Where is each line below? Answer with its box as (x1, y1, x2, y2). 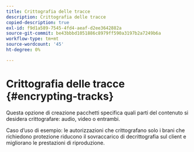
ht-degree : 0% (6, 47, 41, 53)
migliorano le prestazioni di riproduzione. (6, 139, 105, 146)
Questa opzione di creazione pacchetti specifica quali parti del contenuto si (6, 109, 189, 116)
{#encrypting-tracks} (6, 89, 114, 103)
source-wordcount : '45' (6, 42, 64, 48)
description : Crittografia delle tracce (6, 14, 107, 20)
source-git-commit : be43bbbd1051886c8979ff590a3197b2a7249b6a (6, 31, 161, 36)
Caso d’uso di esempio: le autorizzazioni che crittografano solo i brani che (6, 127, 185, 134)
